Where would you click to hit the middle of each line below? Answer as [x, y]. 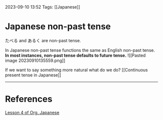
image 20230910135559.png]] [35, 60]
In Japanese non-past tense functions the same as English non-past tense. [80, 50]
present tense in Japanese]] [33, 75]
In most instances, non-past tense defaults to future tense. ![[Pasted [75, 55]
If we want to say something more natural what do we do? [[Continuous [76, 70]
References [29, 99]
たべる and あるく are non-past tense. [43, 40]
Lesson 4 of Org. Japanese [32, 112]
